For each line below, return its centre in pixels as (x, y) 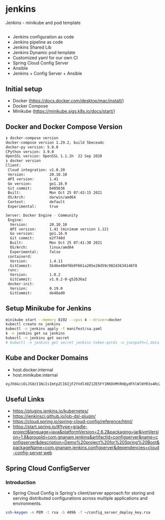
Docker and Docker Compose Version (64, 127)
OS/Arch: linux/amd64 (42, 247)
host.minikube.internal (35, 375)
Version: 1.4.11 (36, 261)
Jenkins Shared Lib (32, 47)
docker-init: (21, 284)
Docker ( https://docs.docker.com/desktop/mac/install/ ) (68, 101)
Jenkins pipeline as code (38, 42)
